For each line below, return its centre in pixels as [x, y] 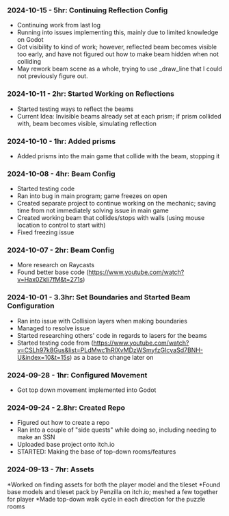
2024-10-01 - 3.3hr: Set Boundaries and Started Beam [99, 297]
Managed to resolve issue [53, 328]
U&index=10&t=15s [43, 357]
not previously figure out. [52, 76]
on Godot [30, 40]
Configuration [31, 306]
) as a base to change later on [111, 357]
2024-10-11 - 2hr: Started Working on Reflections [91, 94]
